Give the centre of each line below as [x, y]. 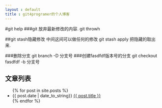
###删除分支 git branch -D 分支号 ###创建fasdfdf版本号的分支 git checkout [81, 55]
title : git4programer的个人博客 [37, 14]
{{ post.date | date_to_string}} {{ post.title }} [56, 96]
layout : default [23, 10]
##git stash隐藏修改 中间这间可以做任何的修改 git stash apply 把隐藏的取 [78, 39]
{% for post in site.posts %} [40, 90]
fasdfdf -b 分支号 [23, 62]
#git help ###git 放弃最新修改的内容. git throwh [53, 29]
